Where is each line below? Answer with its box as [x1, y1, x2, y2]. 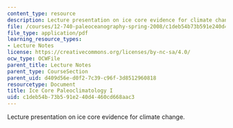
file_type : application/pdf [7, 29, 89, 37]
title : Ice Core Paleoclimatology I [7, 87, 113, 94]
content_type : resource [7, 10, 76, 17]
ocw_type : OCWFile [7, 55, 60, 62]
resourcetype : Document [7, 81, 76, 88]
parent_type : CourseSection [7, 68, 89, 75]
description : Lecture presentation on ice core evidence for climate [7, 17, 213, 24]
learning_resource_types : [7, 36, 82, 43]
